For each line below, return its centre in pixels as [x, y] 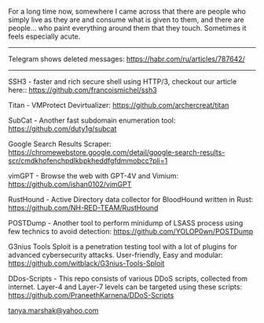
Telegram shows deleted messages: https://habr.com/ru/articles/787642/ [126, 59]
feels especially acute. [44, 36]
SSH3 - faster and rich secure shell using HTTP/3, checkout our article [123, 81]
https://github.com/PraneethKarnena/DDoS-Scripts [91, 295]
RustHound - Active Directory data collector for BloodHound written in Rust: [131, 199]
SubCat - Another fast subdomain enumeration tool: [92, 120]
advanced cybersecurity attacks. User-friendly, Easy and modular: [116, 255]
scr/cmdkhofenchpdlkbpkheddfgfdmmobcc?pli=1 [88, 161]
